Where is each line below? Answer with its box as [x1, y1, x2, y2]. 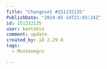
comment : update [6, 31, 47, 38]
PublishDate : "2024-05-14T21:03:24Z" [6, 15, 102, 21]
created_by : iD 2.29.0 [6, 37, 63, 43]
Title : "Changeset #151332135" [6, 8, 85, 15]
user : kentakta [6, 25, 45, 32]
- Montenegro [11, 48, 45, 54]
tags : [6, 43, 20, 49]
